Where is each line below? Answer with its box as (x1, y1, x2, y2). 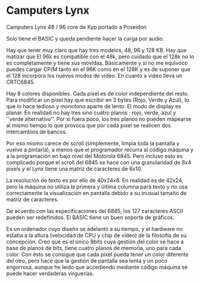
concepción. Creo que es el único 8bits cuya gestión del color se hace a (6, 238, 184, 245)
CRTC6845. (6, 78, 35, 86)
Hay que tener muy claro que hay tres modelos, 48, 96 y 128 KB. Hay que (6, 46, 187, 54)
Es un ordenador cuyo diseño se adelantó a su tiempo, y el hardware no (6, 225, 183, 232)
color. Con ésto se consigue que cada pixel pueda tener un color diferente (6, 251, 189, 258)
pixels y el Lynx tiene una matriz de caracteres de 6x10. (6, 165, 143, 172)
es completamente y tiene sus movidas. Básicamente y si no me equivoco (6, 59, 188, 66)
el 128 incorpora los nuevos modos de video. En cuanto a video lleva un (6, 72, 183, 79)
